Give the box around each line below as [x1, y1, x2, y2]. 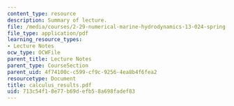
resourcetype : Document [7, 75, 77, 82]
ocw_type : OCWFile [7, 50, 61, 56]
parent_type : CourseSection [7, 62, 89, 69]
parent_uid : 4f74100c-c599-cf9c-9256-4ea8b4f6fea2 [7, 68, 157, 75]
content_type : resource [7, 10, 77, 17]
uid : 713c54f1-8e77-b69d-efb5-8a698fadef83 [7, 88, 136, 95]
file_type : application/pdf [7, 29, 89, 37]
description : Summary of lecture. [7, 17, 108, 24]
